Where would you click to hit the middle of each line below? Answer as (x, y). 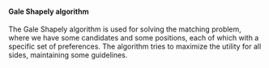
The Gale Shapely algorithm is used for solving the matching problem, (125, 29)
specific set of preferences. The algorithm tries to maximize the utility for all (135, 47)
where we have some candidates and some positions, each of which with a (134, 38)
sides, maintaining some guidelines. (68, 55)
